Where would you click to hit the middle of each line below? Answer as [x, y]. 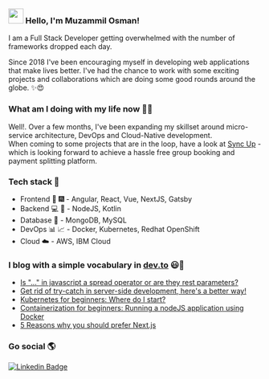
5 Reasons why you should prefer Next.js [88, 325]
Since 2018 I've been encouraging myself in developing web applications [129, 62]
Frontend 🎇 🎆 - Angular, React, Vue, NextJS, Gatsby [106, 199]
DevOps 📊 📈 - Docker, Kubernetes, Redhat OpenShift [110, 229]
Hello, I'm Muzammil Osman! [83, 20]
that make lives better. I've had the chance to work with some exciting [124, 71]
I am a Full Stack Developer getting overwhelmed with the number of [122, 38]
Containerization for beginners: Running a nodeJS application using [132, 308]
